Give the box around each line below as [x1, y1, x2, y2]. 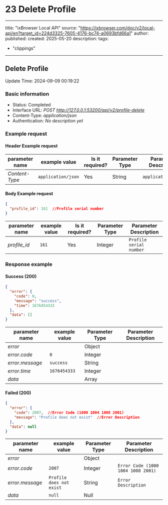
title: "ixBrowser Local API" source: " [5, 25, 81, 31]
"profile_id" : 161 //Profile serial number [9, 206, 104, 211]
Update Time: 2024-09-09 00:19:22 [5, 78, 79, 84]
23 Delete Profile [5, 4, 76, 15]
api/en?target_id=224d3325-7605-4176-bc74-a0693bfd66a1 [5, 30, 131, 36]
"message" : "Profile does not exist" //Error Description [14, 415, 140, 420]
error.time [7, 367, 31, 374]
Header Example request [5, 143, 58, 149]
